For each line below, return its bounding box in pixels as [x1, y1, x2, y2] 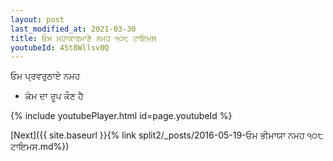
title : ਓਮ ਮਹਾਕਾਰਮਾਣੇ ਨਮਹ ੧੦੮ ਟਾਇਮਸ [10, 33, 157, 43]
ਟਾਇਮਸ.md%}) [10, 141, 70, 153]
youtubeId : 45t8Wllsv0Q [10, 42, 110, 53]
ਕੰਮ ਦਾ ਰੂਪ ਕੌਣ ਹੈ [24, 90, 84, 102]
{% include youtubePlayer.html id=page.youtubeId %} [10, 110, 233, 122]
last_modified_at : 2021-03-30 [10, 24, 137, 34]
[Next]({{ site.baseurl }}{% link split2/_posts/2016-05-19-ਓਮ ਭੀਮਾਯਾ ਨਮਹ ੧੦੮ [10, 129, 324, 141]
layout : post [10, 14, 65, 25]
